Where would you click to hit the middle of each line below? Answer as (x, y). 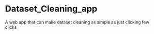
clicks (11, 27)
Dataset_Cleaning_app (51, 9)
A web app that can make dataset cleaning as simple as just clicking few (77, 22)
